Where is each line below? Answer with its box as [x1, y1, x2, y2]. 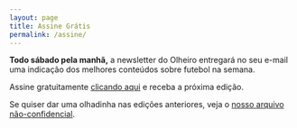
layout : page [9, 13, 59, 23]
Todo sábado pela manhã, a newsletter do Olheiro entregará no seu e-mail [9, 55, 289, 66]
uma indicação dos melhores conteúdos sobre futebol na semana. [9, 64, 255, 75]
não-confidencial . [9, 109, 75, 120]
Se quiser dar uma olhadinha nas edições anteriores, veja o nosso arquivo [9, 99, 284, 110]
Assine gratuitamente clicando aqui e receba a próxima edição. [9, 82, 245, 93]
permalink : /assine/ [9, 30, 88, 39]
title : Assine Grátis [9, 22, 91, 31]
